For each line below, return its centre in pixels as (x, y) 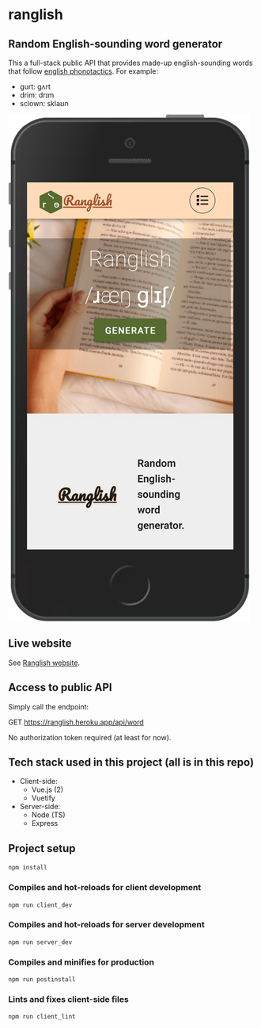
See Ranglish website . (44, 663)
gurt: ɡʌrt (35, 86)
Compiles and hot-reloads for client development (105, 888)
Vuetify (43, 798)
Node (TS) (48, 815)
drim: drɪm (37, 95)
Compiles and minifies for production (81, 962)
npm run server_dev (40, 942)
